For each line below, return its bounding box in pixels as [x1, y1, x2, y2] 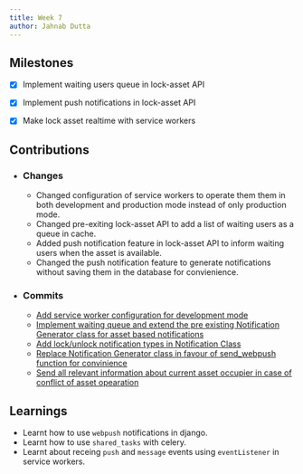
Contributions [9, 142, 90, 157]
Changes [22, 169, 64, 182]
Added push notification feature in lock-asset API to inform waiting [35, 238, 285, 249]
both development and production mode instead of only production [35, 200, 287, 211]
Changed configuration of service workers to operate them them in [35, 190, 287, 201]
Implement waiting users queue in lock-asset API [22, 79, 205, 90]
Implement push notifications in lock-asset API [22, 97, 196, 109]
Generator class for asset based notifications [35, 329, 204, 340]
